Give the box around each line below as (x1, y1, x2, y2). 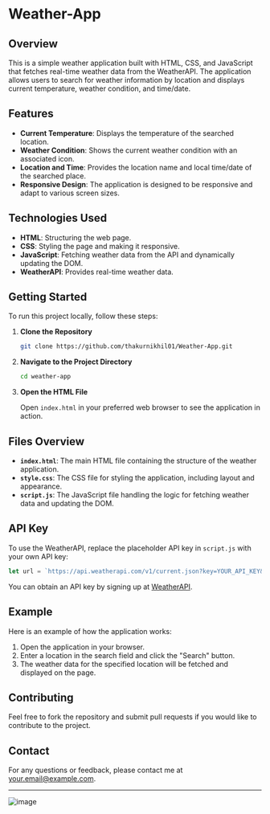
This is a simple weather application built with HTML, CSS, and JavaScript (8, 58, 253, 67)
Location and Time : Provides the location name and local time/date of (19, 162, 252, 172)
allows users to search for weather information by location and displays (8, 76, 245, 84)
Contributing (8, 690, 74, 704)
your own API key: (8, 551, 68, 561)
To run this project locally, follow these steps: (8, 311, 158, 321)
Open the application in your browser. (19, 642, 145, 652)
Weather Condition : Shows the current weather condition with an (19, 145, 238, 155)
